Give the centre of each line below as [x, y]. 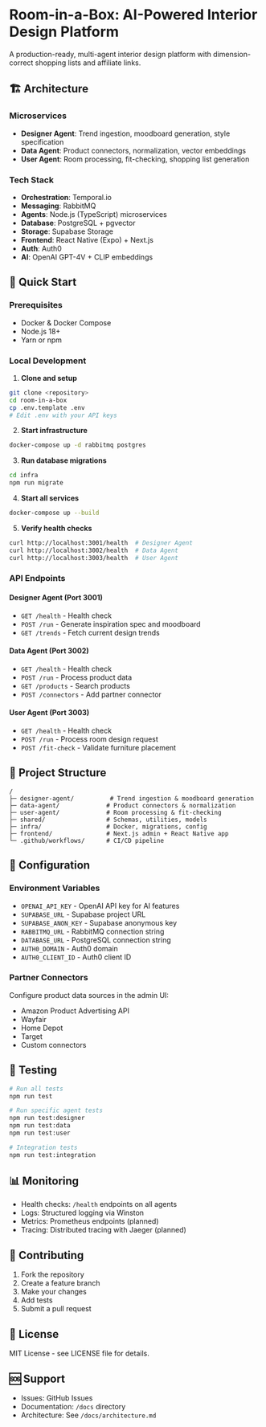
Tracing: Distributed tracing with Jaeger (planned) [104, 1230]
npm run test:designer [47, 1118]
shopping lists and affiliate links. [88, 63]
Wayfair [34, 1019]
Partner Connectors [49, 978]
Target [32, 1036]
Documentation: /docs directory [73, 1406]
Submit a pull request [56, 1309]
